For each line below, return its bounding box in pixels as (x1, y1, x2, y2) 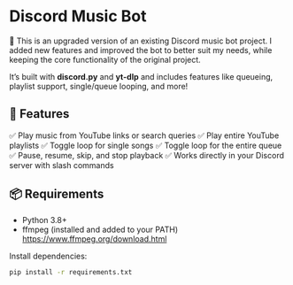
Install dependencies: (9, 250, 88, 261)
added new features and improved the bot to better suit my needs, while (9, 44, 273, 55)
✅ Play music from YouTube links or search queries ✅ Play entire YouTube (9, 130, 280, 141)
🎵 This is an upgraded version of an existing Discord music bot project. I (9, 35, 273, 46)
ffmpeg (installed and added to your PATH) (21, 224, 179, 235)
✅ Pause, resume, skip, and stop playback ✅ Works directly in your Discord (9, 150, 285, 160)
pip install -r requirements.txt (9, 267, 133, 276)
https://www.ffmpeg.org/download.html (21, 233, 167, 244)
